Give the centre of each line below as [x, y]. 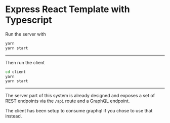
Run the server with [26, 34]
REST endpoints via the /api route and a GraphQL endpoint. [68, 101]
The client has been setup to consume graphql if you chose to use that [79, 111]
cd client [16, 72]
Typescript [29, 20]
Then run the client [25, 62]
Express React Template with [68, 9]
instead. [14, 116]
